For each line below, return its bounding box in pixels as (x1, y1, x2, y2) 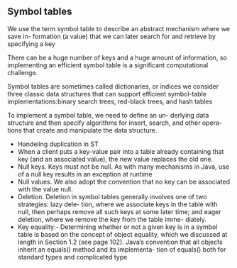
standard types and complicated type (17, 252, 128, 261)
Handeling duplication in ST (17, 140, 99, 148)
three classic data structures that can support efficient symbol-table (7, 89, 207, 98)
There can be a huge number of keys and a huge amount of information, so (7, 53, 227, 62)
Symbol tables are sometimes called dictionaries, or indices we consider (7, 82, 219, 91)
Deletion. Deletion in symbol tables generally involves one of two (17, 192, 207, 201)
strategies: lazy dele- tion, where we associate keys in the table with (17, 200, 218, 208)
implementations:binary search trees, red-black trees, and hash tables (7, 97, 213, 106)
